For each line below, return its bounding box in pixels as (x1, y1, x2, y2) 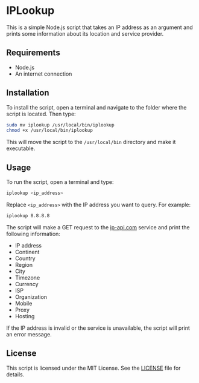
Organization (14, 293, 47, 300)
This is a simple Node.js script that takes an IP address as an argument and (6, 24, 193, 31)
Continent (14, 248, 40, 255)
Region (14, 261, 33, 268)
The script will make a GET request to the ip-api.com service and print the (6, 223, 190, 231)
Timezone (14, 273, 40, 281)
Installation (6, 88, 49, 98)
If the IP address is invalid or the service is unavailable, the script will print (6, 324, 190, 332)
